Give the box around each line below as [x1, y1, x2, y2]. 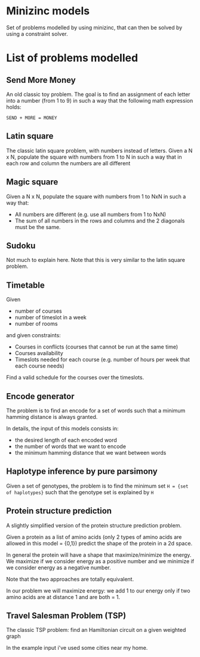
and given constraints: [6, 332, 61, 339]
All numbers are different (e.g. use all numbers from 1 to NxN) [14, 211, 167, 218]
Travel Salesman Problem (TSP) [6, 610, 127, 621]
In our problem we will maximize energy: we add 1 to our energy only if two [6, 587, 190, 594]
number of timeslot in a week [14, 314, 87, 321]
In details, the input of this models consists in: [6, 425, 119, 432]
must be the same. [14, 223, 61, 230]
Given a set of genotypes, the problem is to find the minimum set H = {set [6, 482, 189, 489]
